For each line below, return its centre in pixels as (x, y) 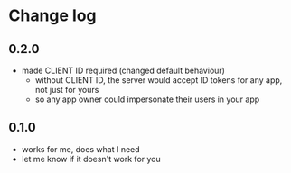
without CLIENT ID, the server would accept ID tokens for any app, (159, 80)
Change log (52, 16)
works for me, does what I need (81, 149)
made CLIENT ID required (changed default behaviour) (123, 70)
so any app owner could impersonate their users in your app (147, 99)
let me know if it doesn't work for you (91, 159)
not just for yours (67, 90)
